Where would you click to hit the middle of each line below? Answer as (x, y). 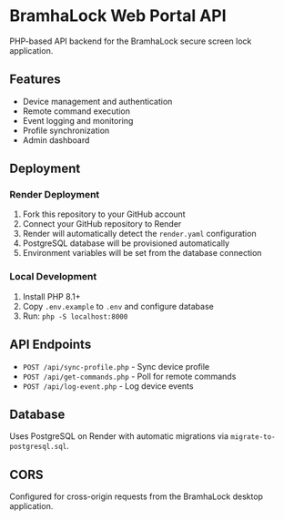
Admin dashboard (56, 140)
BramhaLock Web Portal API (118, 16)
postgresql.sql (38, 447)
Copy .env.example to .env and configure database (118, 306)
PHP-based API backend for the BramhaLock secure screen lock (131, 41)
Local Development (53, 277)
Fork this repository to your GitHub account (104, 214)
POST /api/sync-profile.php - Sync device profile (116, 366)
